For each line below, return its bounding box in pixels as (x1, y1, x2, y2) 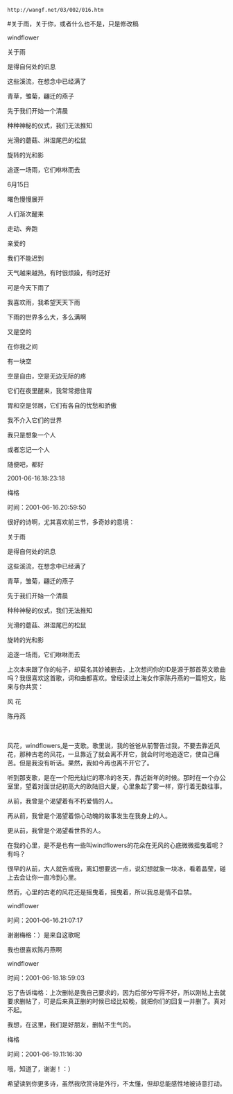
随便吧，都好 (7, 460, 44, 468)
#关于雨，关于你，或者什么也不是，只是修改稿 (7, 19, 139, 28)
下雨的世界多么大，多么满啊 (7, 313, 87, 321)
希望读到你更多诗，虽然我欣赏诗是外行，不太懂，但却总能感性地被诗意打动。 (7, 1079, 226, 1088)
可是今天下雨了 (7, 284, 50, 291)
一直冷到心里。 (37, 874, 80, 881)
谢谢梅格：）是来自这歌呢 (7, 931, 80, 939)
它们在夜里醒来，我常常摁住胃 (7, 387, 92, 394)
